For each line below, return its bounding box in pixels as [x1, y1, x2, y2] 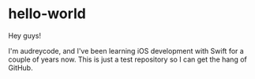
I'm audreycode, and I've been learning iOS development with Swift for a [8, 46, 245, 55]
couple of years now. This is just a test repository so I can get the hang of [8, 55, 247, 64]
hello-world [8, 5, 87, 23]
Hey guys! [8, 31, 42, 40]
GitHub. [8, 62, 33, 72]
